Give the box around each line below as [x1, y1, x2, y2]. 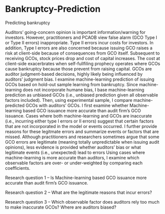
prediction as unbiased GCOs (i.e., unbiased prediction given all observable [5, 92, 159, 98]
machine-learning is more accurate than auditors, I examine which [5, 154, 139, 160]
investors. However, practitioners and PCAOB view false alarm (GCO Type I [5, 34, 158, 40]
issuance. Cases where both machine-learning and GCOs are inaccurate [5, 113, 152, 119]
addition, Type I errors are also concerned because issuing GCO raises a [5, 45, 153, 51]
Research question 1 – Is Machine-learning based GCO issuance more [5, 175, 147, 181]
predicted [5, 102, 25, 108]
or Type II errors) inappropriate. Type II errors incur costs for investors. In [5, 39, 154, 45]
